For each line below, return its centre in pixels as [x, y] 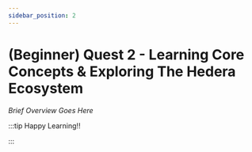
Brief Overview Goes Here [51, 110]
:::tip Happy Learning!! [44, 125]
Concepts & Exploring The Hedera [122, 71]
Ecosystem [46, 88]
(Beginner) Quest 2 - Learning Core [126, 54]
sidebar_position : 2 [42, 15]
